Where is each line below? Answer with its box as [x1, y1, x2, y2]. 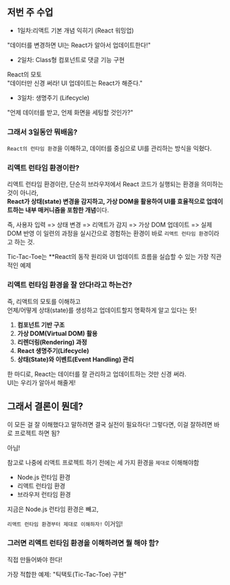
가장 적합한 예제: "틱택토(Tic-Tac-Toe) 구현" [7, 570, 127, 578]
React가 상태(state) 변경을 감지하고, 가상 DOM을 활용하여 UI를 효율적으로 [7, 198, 205, 206]
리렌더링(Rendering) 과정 [17, 338, 87, 346]
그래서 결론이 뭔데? [7, 401, 84, 412]
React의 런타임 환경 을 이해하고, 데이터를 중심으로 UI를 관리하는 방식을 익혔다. [7, 144, 212, 153]
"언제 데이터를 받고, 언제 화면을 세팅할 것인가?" [7, 108, 134, 116]
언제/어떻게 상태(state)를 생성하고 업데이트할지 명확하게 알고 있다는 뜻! [7, 306, 197, 314]
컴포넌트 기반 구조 [17, 320, 65, 329]
